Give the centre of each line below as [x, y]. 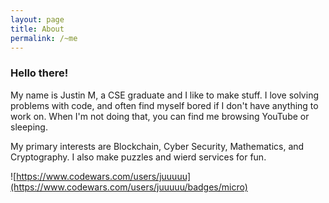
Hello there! [39, 73]
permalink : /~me [44, 38]
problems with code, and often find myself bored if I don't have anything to [164, 105]
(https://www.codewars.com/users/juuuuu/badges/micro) [129, 187]
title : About [37, 29]
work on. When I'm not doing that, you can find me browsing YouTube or [160, 116]
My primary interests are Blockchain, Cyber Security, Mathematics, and [157, 146]
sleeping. [29, 127]
